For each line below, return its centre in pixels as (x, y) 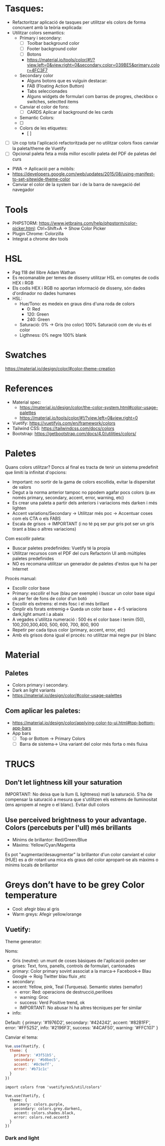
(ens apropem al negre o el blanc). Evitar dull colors (57, 804)
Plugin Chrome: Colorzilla (38, 234)
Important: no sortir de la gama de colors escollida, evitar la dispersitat (84, 482)
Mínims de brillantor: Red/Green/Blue (50, 839)
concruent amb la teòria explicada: (47, 27)
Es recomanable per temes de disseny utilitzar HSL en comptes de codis (85, 278)
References (29, 389)
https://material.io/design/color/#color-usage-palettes (67, 695)
